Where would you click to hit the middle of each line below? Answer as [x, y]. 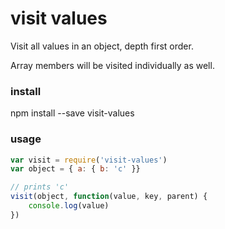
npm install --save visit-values [72, 113]
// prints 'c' [40, 187]
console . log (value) [69, 206]
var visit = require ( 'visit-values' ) [89, 160]
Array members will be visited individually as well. [112, 65]
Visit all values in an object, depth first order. [102, 46]
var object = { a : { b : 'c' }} [75, 169]
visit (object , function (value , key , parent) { [109, 197]
